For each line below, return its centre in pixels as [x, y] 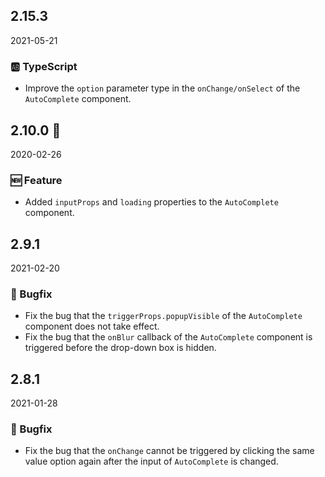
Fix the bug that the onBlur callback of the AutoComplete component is [168, 337]
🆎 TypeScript [44, 66]
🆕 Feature [36, 180]
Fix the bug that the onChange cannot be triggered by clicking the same [169, 451]
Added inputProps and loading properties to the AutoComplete [151, 202]
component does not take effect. [92, 326]
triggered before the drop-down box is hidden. [120, 348]
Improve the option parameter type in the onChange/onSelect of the [162, 88]
